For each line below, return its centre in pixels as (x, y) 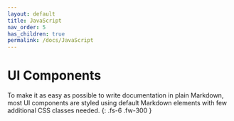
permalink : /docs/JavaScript (50, 41)
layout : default (31, 14)
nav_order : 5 (27, 27)
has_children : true (36, 34)
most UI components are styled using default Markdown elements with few (117, 103)
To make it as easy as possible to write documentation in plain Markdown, (116, 95)
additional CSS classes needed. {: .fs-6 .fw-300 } (80, 110)
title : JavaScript (34, 21)
